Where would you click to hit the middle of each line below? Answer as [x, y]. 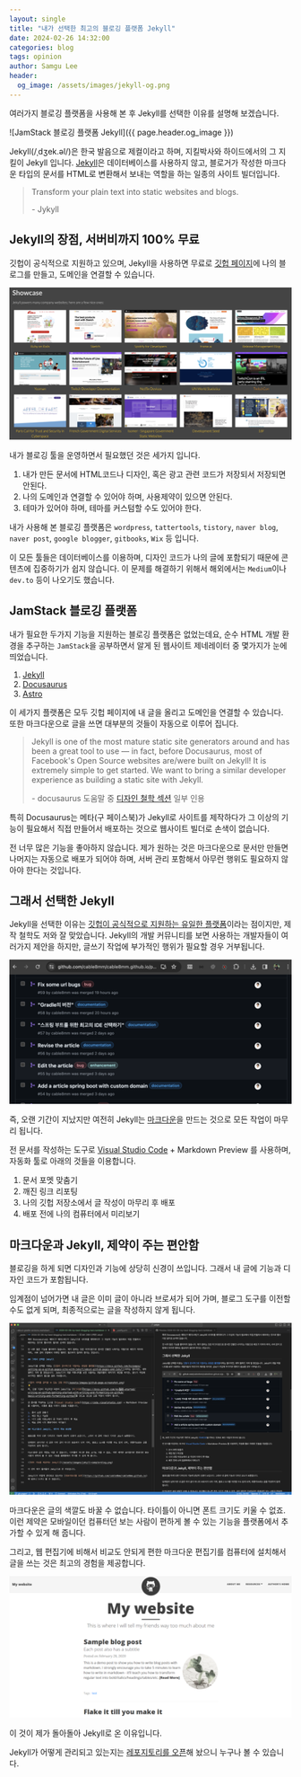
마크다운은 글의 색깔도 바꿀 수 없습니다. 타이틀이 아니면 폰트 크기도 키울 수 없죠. [148, 1510]
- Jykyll [45, 209]
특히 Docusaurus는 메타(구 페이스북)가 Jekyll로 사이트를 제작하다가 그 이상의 [144, 817]
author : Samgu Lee [43, 66]
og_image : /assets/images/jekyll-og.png [94, 85]
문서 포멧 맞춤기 [50, 1180]
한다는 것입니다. [53, 870]
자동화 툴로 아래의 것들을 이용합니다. [73, 1161]
